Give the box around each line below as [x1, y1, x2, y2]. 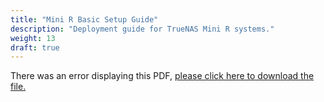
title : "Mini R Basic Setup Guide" [10, 14, 159, 25]
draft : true [10, 42, 60, 53]
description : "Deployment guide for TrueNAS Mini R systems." [10, 24, 275, 34]
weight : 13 [10, 33, 56, 43]
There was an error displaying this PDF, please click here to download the [10, 70, 315, 82]
